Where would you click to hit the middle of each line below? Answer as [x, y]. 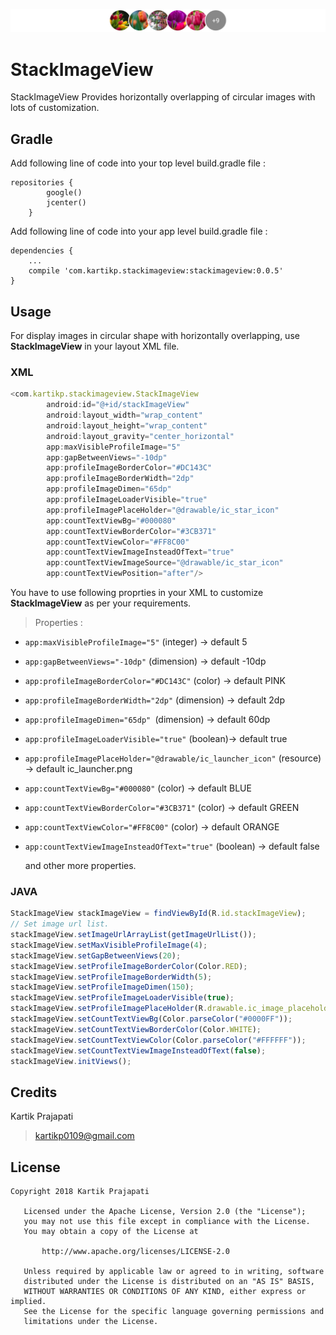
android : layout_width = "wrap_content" [124, 415]
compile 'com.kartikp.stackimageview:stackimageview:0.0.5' [156, 271]
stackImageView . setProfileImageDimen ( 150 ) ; [102, 987]
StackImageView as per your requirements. [101, 603]
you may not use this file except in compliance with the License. [167, 1222]
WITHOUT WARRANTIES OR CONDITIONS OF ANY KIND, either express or [165, 1292]
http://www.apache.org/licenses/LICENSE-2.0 [135, 1252]
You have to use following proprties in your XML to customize [137, 593]
